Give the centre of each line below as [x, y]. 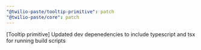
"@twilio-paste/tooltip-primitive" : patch [60, 12]
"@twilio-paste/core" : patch [43, 17]
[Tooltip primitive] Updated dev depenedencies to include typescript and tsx [101, 34]
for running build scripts [36, 40]
